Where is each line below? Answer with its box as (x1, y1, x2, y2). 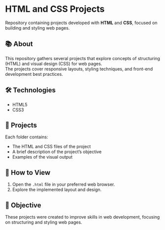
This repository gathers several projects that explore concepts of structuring (5, 55, 160, 61)
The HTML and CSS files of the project (12, 144, 91, 150)
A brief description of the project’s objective (12, 149, 102, 155)
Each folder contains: (5, 134, 48, 140)
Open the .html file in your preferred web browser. (12, 181, 115, 188)
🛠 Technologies (5, 86, 56, 95)
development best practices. (5, 71, 63, 77)
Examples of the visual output (12, 154, 73, 160)
